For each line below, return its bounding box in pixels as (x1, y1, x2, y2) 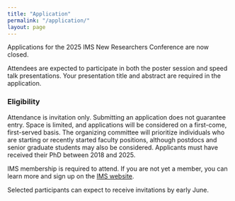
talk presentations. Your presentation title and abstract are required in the (7, 71, 222, 80)
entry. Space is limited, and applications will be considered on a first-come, (7, 120, 227, 129)
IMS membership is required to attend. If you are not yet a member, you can (7, 164, 228, 173)
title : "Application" (7, 10, 71, 18)
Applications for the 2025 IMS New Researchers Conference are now (7, 43, 210, 52)
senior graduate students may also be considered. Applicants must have (7, 143, 218, 151)
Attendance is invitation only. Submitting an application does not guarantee (7, 113, 227, 121)
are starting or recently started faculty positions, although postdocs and (7, 135, 217, 144)
